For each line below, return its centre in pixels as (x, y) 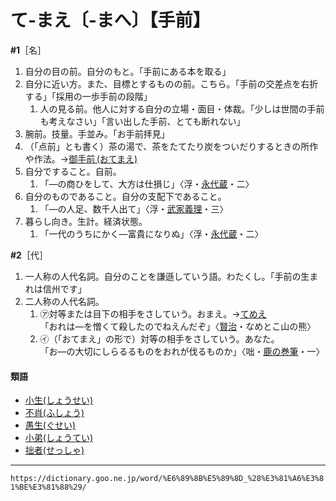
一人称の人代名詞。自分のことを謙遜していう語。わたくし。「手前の (163, 276)
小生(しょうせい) (59, 400)
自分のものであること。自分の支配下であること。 (125, 196)
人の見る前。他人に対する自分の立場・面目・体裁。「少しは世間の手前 (182, 108)
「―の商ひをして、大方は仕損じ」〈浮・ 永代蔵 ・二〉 (147, 183)
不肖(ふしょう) (54, 413)
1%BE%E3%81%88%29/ (48, 487)
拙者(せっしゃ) (54, 450)
